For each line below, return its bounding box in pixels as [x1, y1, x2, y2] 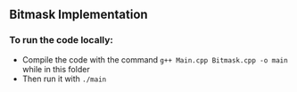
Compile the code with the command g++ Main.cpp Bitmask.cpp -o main [21, 54, 288, 65]
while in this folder [21, 63, 91, 74]
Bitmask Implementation [9, 7, 149, 22]
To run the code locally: [9, 34, 113, 46]
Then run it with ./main [21, 73, 107, 84]
